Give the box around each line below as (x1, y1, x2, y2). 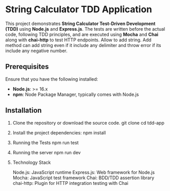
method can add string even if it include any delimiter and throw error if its (5, 42, 161, 48)
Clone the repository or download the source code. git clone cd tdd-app (12, 120, 164, 126)
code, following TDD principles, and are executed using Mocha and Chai (5, 31, 159, 37)
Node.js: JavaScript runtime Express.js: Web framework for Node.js (12, 169, 155, 175)
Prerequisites (5, 62, 49, 71)
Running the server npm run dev (12, 149, 81, 155)
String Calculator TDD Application (5, 4, 152, 15)
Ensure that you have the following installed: (5, 76, 99, 82)
